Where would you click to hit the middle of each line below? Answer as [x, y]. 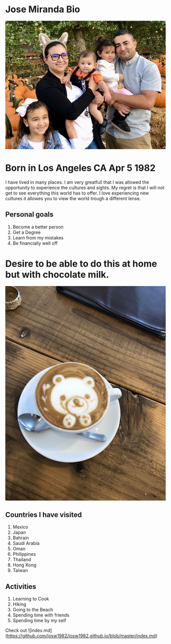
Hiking [19, 604]
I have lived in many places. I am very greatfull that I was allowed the [77, 182]
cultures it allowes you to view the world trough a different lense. [73, 198]
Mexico [20, 527]
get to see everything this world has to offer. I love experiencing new [77, 193]
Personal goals [30, 215]
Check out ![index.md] [29, 630]
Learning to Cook [31, 599]
